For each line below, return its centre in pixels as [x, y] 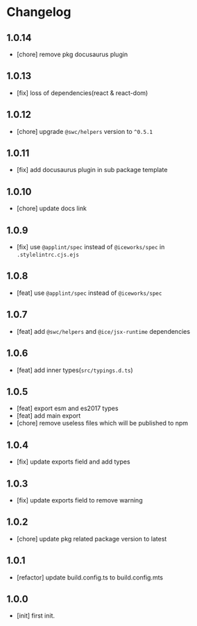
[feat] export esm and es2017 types [67, 408]
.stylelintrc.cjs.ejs [48, 255]
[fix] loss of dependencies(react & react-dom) [82, 93]
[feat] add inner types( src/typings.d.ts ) [75, 370]
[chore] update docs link [52, 208]
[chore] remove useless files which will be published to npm [102, 423]
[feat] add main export [49, 416]
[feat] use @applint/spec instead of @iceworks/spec [89, 293]
